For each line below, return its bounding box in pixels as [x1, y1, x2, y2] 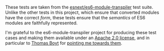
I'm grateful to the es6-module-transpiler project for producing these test [5, 30, 156, 35]
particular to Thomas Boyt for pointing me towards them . [5, 40, 122, 46]
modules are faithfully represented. [5, 20, 78, 26]
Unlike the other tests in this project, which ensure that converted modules [5, 9, 159, 15]
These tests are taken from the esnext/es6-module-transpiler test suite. [5, 4, 153, 10]
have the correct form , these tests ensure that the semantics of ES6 [5, 15, 145, 20]
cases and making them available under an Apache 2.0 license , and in [5, 35, 149, 41]
